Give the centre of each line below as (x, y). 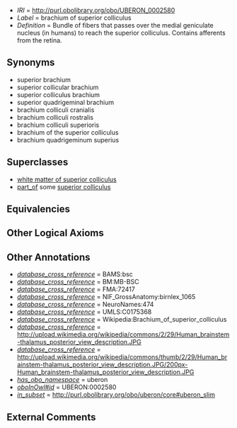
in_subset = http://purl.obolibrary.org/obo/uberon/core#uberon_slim (116, 395)
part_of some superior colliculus (64, 186)
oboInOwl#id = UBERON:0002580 (67, 387)
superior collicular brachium (58, 87)
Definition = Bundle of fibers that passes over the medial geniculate (115, 25)
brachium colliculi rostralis (55, 117)
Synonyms (31, 63)
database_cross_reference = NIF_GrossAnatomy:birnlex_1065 (106, 297)
